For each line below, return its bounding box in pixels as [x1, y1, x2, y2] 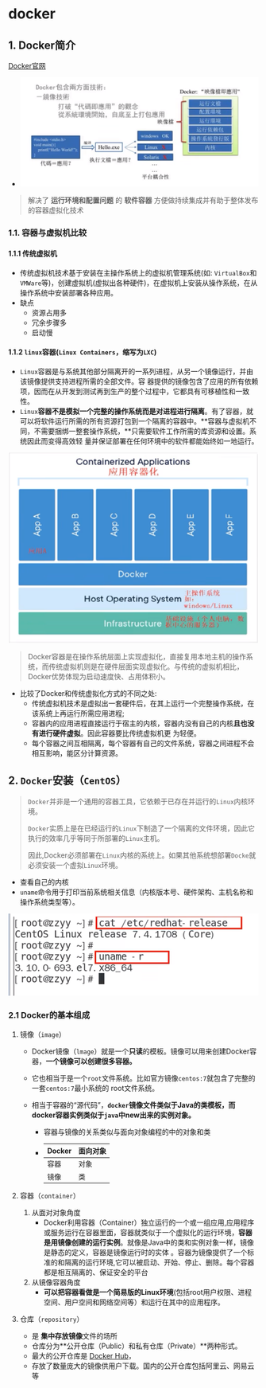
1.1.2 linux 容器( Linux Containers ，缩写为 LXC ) [8, 347, 157, 357]
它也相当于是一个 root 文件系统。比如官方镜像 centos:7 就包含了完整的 [31, 1073, 256, 1083]
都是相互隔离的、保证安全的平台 [43, 1268, 148, 1277]
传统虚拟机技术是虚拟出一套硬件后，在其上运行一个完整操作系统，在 [31, 698, 255, 708]
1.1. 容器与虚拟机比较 [8, 228, 87, 239]
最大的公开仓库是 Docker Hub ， [31, 1351, 137, 1361]
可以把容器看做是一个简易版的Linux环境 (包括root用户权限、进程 [43, 1288, 253, 1297]
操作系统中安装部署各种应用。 [19, 287, 118, 297]
